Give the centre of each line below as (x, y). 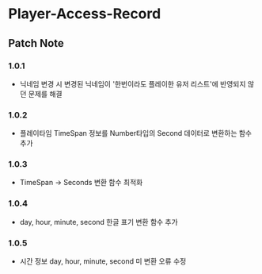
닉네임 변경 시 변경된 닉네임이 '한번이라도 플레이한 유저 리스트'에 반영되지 (133, 83)
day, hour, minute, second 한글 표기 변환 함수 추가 (99, 222)
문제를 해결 (45, 94)
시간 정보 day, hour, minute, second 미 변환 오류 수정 (103, 261)
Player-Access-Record (85, 14)
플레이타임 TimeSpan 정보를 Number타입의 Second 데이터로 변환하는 (128, 133)
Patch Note (36, 43)
